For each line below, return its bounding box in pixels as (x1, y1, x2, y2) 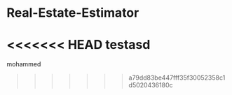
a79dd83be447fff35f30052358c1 (128, 73, 226, 82)
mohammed (6, 60, 41, 68)
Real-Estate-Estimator (6, 5, 139, 21)
